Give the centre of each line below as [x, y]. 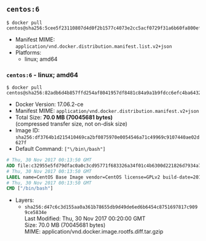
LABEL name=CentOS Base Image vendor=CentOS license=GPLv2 [83, 177]
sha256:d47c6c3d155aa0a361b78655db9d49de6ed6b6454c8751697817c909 [111, 207]
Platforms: [28, 52]
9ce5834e [36, 213]
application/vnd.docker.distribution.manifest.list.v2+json [93, 46]
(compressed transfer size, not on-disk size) [71, 124]
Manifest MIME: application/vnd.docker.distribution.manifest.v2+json [107, 111]
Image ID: [27, 131]
